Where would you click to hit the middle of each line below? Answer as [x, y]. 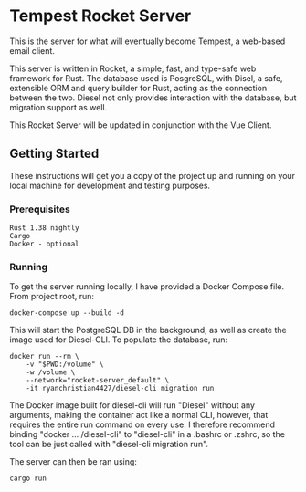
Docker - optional [44, 244]
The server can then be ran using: [73, 462]
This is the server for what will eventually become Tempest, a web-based [148, 41]
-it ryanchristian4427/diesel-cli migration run [120, 389]
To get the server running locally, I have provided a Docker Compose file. [147, 287]
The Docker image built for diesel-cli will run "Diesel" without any [132, 405]
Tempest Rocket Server [100, 16]
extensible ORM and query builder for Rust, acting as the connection [138, 88]
